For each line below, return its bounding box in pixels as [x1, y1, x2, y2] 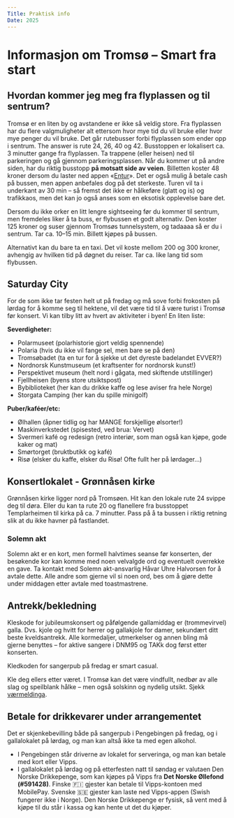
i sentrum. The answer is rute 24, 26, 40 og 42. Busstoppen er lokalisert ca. [7, 141, 225, 150]
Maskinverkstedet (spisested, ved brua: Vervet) [17, 425, 154, 434]
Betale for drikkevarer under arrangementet [7, 710, 202, 722]
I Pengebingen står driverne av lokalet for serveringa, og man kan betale [17, 750, 226, 758]
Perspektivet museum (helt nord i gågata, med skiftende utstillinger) [17, 368, 213, 377]
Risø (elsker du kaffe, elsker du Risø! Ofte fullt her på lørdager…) [17, 455, 203, 464]
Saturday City [7, 278, 68, 290]
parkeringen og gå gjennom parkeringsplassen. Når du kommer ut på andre [7, 156, 225, 165]
